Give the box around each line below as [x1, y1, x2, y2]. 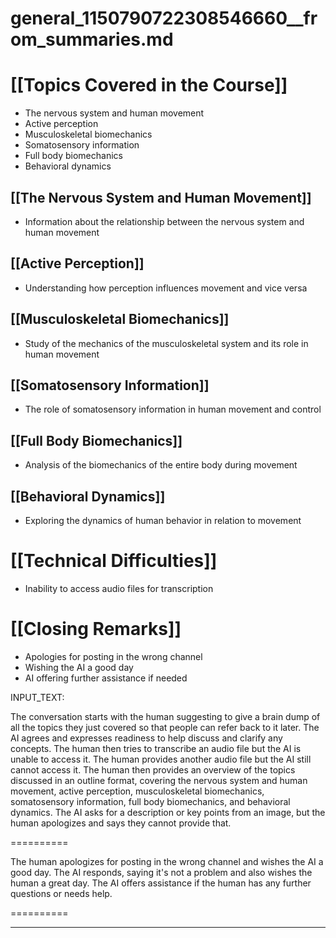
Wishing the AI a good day [24, 661, 134, 673]
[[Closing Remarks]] [10, 618, 182, 641]
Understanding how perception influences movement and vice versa [24, 282, 308, 294]
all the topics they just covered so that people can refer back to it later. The [10, 721, 320, 733]
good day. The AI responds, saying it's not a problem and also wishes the [10, 866, 313, 878]
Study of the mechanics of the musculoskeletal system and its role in [24, 337, 309, 349]
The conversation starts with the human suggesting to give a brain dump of [10, 710, 321, 722]
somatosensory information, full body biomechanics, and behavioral [10, 795, 291, 807]
